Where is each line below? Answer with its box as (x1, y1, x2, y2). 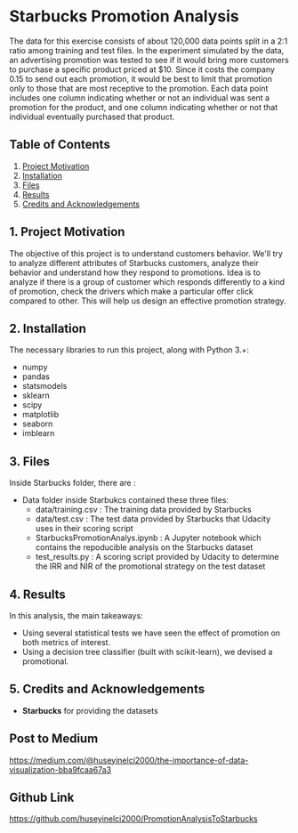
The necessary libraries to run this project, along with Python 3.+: (9, 344, 250, 355)
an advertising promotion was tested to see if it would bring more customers (9, 54, 289, 65)
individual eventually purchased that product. (9, 111, 175, 122)
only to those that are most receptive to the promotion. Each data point (9, 83, 269, 93)
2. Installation (9, 320, 87, 336)
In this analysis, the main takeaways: (9, 611, 144, 620)
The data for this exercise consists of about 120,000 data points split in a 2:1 (9, 36, 288, 46)
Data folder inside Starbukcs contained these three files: (21, 495, 230, 505)
